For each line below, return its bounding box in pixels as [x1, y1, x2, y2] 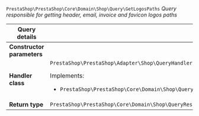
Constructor [9, 43, 44, 51]
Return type [9, 101, 44, 108]
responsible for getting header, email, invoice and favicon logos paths [6, 11, 178, 18]
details [17, 33, 37, 41]
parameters [9, 50, 43, 58]
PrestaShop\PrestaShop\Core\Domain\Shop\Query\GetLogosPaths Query [6, 5, 176, 12]
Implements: [50, 72, 85, 79]
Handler [9, 72, 33, 79]
